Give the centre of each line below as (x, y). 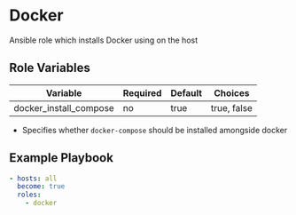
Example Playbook (61, 158)
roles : (29, 195)
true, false (231, 107)
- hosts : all (33, 179)
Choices (232, 92)
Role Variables (50, 68)
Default (186, 92)
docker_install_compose (64, 107)
